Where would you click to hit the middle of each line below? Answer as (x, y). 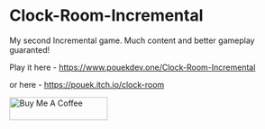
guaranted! (30, 49)
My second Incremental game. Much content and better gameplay (132, 40)
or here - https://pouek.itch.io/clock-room (87, 84)
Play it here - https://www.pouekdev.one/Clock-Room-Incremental (132, 67)
